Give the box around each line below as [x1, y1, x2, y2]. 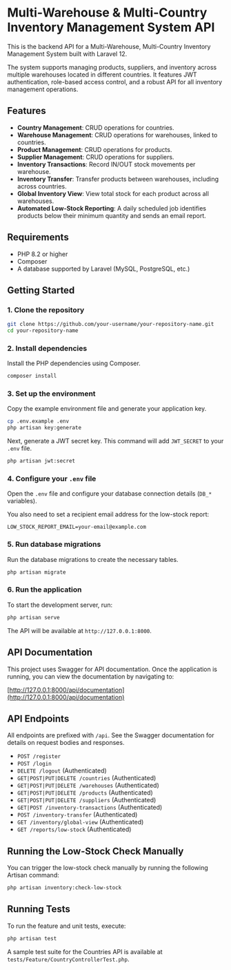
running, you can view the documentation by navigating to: [7, 672, 174, 681]
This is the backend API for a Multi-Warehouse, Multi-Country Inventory [7, 42, 211, 50]
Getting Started [7, 284, 75, 296]
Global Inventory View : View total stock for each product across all [17, 189, 209, 197]
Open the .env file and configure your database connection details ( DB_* [7, 489, 212, 498]
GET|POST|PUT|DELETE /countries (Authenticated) [17, 774, 157, 782]
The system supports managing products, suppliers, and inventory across [7, 63, 217, 71]
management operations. [7, 85, 79, 93]
